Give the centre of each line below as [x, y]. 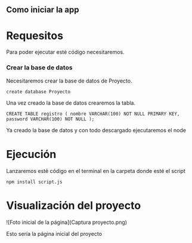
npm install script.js [34, 182]
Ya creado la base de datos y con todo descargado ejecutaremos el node [96, 130]
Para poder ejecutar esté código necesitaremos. [66, 52]
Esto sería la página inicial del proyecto [54, 233]
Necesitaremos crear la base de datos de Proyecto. [69, 81]
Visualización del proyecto [74, 205]
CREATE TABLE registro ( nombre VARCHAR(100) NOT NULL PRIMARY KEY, [93, 114]
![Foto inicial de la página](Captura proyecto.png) [66, 222]
